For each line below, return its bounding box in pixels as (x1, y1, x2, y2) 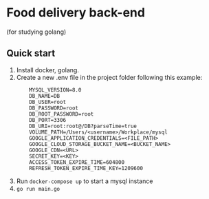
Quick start (6, 48, 56, 59)
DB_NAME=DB (29, 92, 60, 99)
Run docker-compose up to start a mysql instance (16, 177, 153, 185)
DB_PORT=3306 (29, 116, 67, 123)
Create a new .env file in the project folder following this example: (16, 73, 203, 81)
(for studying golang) (6, 28, 67, 36)
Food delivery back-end (6, 5, 146, 21)
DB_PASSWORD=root (29, 105, 78, 112)
